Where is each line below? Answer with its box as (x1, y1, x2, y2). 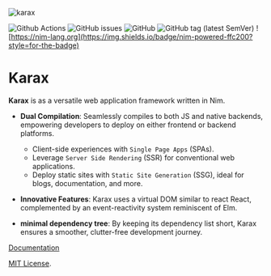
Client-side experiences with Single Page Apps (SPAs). (32, 144, 214, 154)
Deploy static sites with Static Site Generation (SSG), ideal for (32, 170, 244, 180)
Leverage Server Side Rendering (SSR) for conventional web (32, 152, 235, 162)
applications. (32, 161, 75, 171)
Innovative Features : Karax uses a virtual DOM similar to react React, (19, 194, 252, 204)
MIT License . (8, 258, 52, 268)
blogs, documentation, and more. (32, 178, 143, 188)
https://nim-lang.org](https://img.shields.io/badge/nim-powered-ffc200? (11, 32, 253, 41)
